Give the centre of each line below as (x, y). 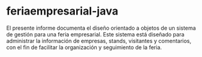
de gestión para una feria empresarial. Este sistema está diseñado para (95, 34)
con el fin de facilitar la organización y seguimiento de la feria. (84, 47)
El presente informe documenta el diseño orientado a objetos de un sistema (101, 28)
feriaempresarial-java (62, 11)
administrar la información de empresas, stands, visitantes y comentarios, (99, 41)
